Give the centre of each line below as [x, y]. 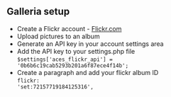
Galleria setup [38, 12]
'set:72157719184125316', [55, 87]
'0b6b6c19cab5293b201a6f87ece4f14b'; [73, 65]
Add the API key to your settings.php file [76, 51]
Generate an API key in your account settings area [90, 44]
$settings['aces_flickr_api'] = [65, 59]
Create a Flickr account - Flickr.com [69, 28]
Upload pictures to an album [58, 36]
